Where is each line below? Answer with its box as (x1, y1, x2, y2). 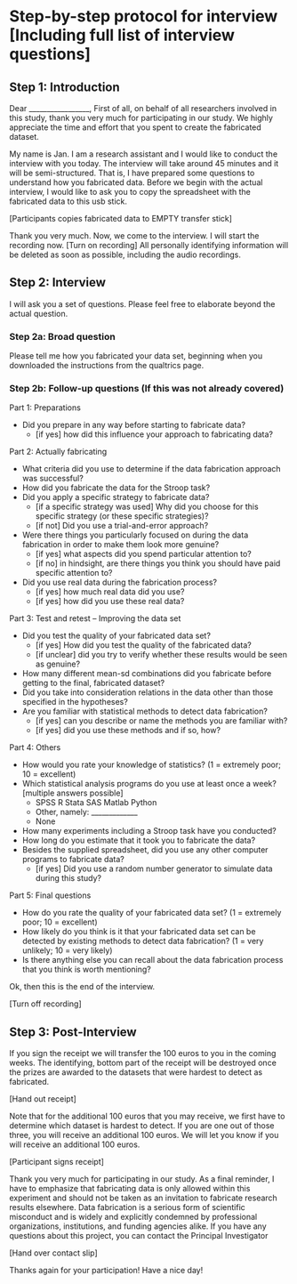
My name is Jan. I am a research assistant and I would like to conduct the (9, 149, 278, 159)
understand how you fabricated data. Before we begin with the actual (9, 177, 263, 188)
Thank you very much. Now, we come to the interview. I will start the (9, 230, 260, 241)
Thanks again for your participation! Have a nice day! (9, 1265, 204, 1276)
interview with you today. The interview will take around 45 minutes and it (9, 158, 279, 168)
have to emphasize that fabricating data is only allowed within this (9, 1183, 251, 1194)
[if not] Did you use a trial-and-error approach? (35, 521, 209, 531)
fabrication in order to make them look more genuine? (21, 539, 220, 550)
